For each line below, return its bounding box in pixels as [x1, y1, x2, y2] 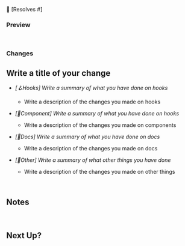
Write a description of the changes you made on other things [24, 168, 175, 176]
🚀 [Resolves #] [6, 6, 43, 13]
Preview [6, 20, 31, 29]
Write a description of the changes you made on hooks [24, 98, 161, 105]
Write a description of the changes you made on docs [24, 145, 158, 152]
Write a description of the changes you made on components [24, 121, 177, 129]
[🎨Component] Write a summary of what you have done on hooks [14, 110, 180, 117]
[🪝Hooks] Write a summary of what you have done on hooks [14, 84, 168, 91]
